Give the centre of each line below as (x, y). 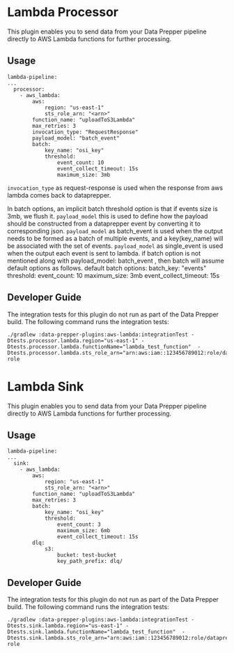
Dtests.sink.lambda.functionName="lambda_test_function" (92, 632)
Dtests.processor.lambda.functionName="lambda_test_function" (99, 346)
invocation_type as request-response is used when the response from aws (115, 188)
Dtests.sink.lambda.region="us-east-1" (65, 626)
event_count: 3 (79, 524)
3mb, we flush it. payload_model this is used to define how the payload (108, 216)
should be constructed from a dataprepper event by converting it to (104, 223)
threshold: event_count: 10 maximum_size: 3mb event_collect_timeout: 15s (114, 275)
